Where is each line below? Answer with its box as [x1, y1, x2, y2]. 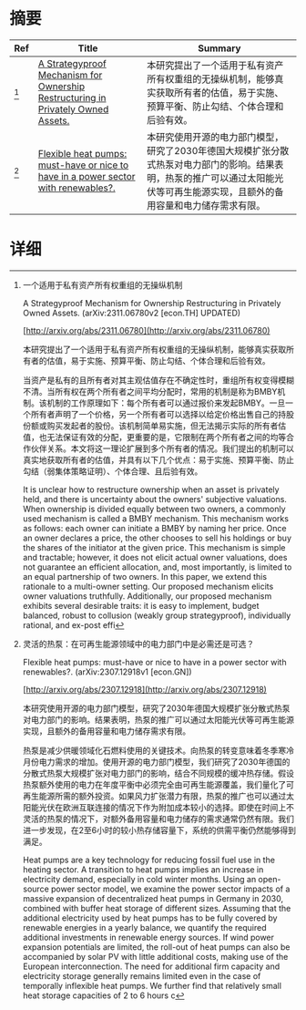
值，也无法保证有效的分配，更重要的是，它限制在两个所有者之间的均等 [22, 431, 287, 442]
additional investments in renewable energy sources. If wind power [22, 932, 275, 943]
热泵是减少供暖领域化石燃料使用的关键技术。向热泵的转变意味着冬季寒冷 [22, 745, 294, 756]
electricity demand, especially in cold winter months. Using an [22, 873, 257, 884]
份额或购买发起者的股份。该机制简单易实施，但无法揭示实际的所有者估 [22, 420, 287, 431]
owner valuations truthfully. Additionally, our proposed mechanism [22, 590, 272, 602]
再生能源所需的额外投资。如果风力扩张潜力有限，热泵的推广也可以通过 [22, 790, 287, 801]
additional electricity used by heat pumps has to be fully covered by [22, 912, 278, 923]
